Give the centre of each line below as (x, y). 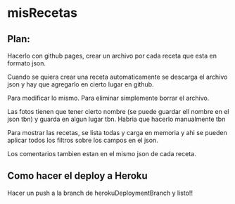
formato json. (27, 63)
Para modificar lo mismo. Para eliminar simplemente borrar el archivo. (108, 98)
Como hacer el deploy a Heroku (77, 176)
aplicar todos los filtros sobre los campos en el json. (83, 140)
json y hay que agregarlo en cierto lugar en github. (81, 84)
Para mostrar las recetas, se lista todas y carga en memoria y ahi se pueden (117, 133)
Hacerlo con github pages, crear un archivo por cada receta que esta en (112, 56)
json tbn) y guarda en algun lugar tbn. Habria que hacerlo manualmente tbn (116, 119)
